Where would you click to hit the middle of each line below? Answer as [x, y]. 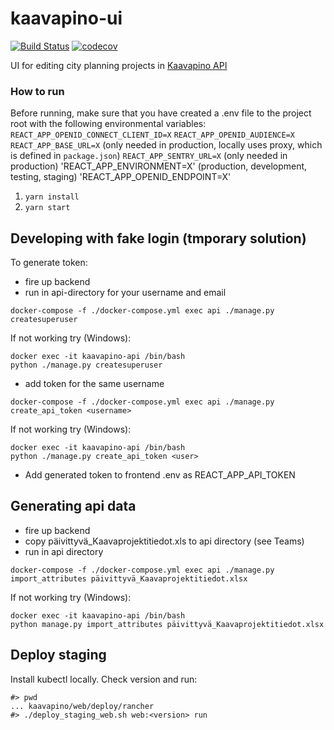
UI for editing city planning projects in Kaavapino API [119, 65]
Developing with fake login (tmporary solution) [158, 238]
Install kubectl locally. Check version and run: [104, 679]
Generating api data [73, 506]
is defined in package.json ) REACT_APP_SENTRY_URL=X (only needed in [149, 156]
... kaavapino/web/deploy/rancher [82, 706]
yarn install [52, 197]
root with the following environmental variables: [108, 124]
